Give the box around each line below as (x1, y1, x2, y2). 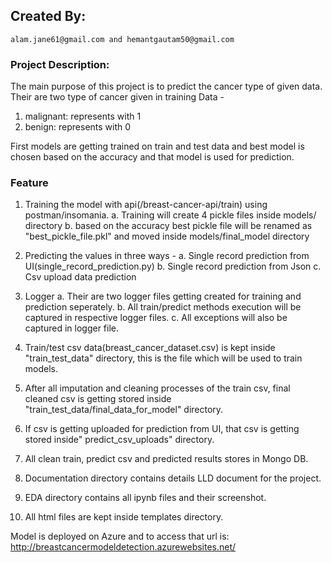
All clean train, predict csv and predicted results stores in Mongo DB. (24, 453, 309, 465)
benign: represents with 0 (24, 121, 132, 133)
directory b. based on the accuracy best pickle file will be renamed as (24, 220, 313, 232)
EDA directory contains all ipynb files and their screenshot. (24, 492, 267, 504)
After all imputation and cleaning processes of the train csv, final (24, 382, 291, 394)
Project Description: (10, 57, 110, 71)
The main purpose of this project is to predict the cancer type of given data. (10, 80, 323, 93)
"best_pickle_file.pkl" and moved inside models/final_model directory (24, 230, 310, 243)
